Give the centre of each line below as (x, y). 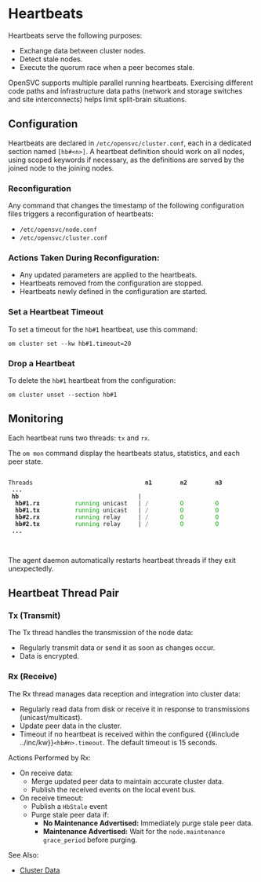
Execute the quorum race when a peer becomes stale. (107, 67)
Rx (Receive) (33, 677)
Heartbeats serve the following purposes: (75, 35)
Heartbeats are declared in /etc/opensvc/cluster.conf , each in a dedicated (130, 143)
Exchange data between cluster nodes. (83, 50)
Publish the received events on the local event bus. (113, 789)
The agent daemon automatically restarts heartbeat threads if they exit (122, 560)
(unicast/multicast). (51, 717)
